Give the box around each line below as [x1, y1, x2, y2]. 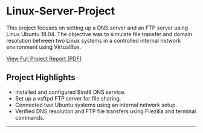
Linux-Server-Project [6, 4, 115, 18]
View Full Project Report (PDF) [6, 55, 82, 62]
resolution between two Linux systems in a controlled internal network [6, 37, 181, 44]
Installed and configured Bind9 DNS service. [14, 88, 126, 96]
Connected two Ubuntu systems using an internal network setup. [14, 101, 177, 108]
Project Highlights [6, 72, 76, 82]
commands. [14, 114, 45, 121]
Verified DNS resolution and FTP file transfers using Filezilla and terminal [14, 107, 196, 115]
